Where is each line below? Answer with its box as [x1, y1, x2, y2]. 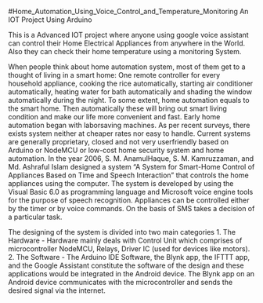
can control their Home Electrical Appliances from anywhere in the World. [8, 38, 246, 48]
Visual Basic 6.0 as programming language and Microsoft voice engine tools [8, 188, 254, 196]
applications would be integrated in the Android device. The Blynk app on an [8, 269, 255, 278]
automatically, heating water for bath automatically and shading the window [8, 87, 253, 97]
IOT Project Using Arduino [8, 15, 92, 24]
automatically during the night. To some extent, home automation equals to [8, 96, 250, 104]
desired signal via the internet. [8, 286, 106, 295]
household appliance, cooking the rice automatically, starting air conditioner [8, 78, 254, 88]
